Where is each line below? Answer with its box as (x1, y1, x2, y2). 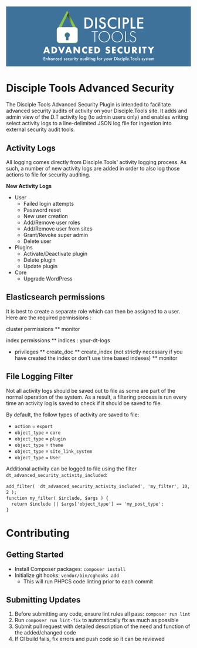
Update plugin (23, 262, 58, 269)
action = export (14, 422, 53, 429)
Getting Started (6, 550, 64, 560)
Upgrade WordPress (23, 275, 73, 282)
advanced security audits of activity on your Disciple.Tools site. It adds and (6, 107, 188, 115)
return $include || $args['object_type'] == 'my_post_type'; (11, 501, 164, 507)
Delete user (23, 238, 52, 245)
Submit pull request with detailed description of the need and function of (14, 623, 191, 630)
